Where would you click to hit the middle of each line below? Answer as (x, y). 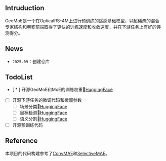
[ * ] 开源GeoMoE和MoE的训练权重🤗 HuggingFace (62, 90)
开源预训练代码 (27, 125)
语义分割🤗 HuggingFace (43, 119)
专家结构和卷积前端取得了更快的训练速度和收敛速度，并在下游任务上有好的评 (83, 27)
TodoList (19, 77)
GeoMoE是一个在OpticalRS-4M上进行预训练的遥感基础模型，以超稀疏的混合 (82, 20)
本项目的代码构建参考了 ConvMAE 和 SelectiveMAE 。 (58, 153)
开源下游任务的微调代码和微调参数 (47, 100)
